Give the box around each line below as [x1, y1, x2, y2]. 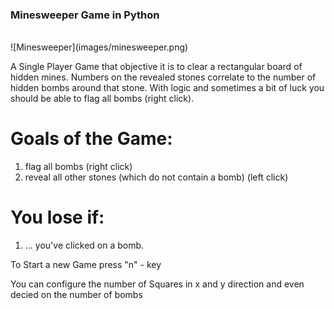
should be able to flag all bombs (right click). [10, 93, 195, 105]
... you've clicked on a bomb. [24, 239, 145, 252]
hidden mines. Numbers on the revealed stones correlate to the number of [10, 71, 317, 83]
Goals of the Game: [10, 128, 173, 150]
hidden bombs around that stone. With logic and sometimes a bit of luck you [10, 82, 325, 94]
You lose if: [10, 206, 105, 229]
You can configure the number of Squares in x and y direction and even [10, 278, 305, 290]
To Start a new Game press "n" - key [10, 259, 162, 271]
